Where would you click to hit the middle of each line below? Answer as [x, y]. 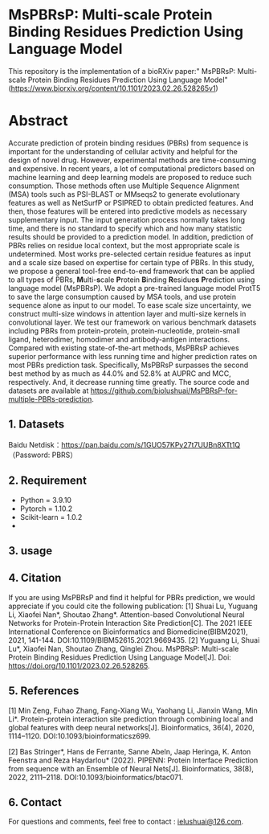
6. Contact [35, 802]
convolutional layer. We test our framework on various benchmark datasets [132, 322]
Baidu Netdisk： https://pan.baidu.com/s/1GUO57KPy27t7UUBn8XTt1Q [124, 444]
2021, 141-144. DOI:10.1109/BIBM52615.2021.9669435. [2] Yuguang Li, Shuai [134, 640]
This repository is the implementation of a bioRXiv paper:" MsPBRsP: [122, 71]
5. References [44, 691]
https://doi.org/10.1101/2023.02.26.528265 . [79, 665]
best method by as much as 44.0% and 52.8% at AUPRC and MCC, [120, 373]
